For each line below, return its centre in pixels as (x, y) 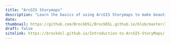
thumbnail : (17, 24)
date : (11, 19)
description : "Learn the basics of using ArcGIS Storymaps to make (78, 15)
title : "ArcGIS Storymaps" (34, 10)
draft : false (19, 29)
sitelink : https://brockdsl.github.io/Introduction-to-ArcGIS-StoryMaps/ (85, 33)
